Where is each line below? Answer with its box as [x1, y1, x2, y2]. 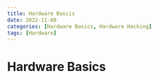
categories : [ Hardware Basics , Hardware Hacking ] [7, 23, 153, 30]
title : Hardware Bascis [7, 10, 76, 17]
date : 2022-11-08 [7, 17, 57, 23]
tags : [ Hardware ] [7, 29, 57, 37]
